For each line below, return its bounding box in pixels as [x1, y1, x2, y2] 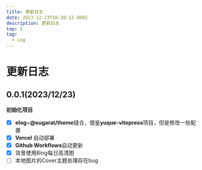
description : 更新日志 [6, 20, 60, 26]
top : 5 [6, 25, 23, 32]
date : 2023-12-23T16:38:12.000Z [6, 15, 88, 21]
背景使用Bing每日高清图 [15, 149, 74, 157]
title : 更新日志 [6, 8, 44, 15]
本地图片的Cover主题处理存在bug [15, 157, 99, 164]
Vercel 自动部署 [15, 134, 55, 142]
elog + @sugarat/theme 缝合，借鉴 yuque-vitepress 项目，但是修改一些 [15, 119, 191, 126]
